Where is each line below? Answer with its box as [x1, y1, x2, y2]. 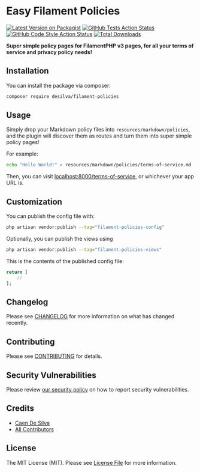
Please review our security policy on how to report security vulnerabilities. [6, 386, 189, 393]
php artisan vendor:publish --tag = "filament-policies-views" [6, 247, 162, 253]
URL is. [6, 179, 24, 187]
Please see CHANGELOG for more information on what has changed [6, 313, 175, 320]
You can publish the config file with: [6, 213, 95, 220]
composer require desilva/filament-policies [6, 93, 119, 100]
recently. [6, 319, 28, 327]
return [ [6, 269, 28, 275]
